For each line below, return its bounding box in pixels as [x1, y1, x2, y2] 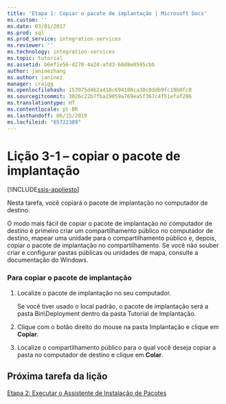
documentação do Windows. [7, 256, 89, 265]
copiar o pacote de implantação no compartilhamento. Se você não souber [7, 241, 219, 249]
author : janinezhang [7, 67, 67, 74]
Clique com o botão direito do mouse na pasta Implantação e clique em [16, 322, 219, 330]
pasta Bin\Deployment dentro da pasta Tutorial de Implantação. [16, 309, 196, 317]
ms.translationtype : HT [7, 100, 76, 106]
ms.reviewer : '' [7, 42, 54, 49]
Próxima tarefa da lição [7, 370, 108, 382]
